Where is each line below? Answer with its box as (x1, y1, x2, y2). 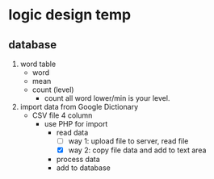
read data (56, 127, 89, 137)
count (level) (31, 85, 74, 94)
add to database (56, 163, 111, 173)
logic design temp (8, 6, 132, 24)
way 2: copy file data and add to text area (68, 145, 207, 155)
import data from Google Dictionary (19, 102, 139, 111)
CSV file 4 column (31, 110, 93, 120)
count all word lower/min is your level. (44, 94, 170, 102)
